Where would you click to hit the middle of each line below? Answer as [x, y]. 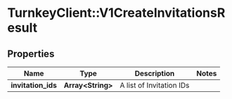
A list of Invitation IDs [154, 85]
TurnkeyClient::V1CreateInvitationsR [116, 13]
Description [155, 73]
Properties [31, 54]
